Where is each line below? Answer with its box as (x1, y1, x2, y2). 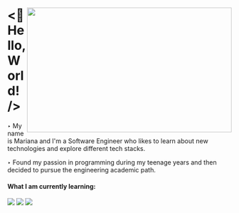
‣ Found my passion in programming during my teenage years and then (7, 157, 217, 167)
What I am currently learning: (7, 182, 96, 190)
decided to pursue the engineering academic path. (7, 165, 156, 174)
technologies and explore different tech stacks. (7, 144, 146, 152)
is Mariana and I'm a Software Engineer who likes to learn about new (7, 136, 208, 145)
